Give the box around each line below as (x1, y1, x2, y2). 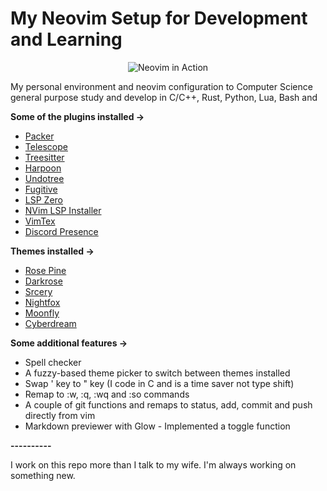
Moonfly (24, 307, 60, 319)
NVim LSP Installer (24, 204, 102, 216)
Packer (24, 130, 55, 142)
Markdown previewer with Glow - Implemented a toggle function (24, 420, 291, 432)
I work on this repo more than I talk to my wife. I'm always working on (10, 458, 297, 471)
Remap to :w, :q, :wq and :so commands (24, 388, 190, 400)
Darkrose (24, 275, 63, 287)
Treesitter (24, 151, 65, 163)
